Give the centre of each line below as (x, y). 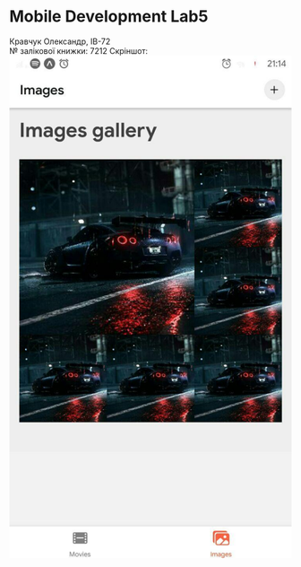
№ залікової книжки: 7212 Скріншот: (79, 50)
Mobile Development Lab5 (109, 17)
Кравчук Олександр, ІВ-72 (60, 41)
